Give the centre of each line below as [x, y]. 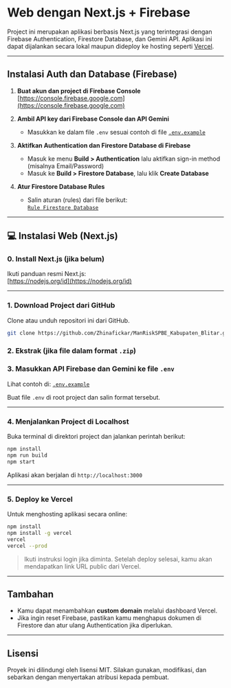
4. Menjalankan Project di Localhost [68, 422]
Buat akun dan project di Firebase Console [79, 91]
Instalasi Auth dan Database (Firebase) [92, 74]
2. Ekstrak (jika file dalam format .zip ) [71, 350]
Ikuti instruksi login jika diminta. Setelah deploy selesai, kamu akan [118, 559]
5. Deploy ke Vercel [40, 499]
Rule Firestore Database [63, 207]
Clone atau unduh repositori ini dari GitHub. [68, 320]
